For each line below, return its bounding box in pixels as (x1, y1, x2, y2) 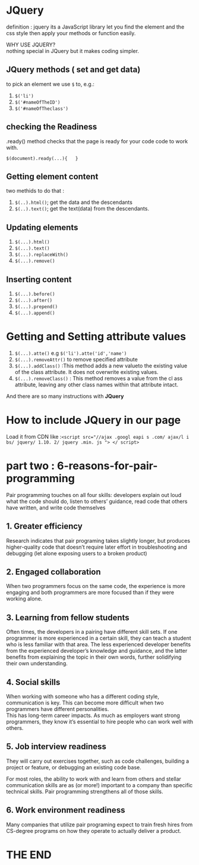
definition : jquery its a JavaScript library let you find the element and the (6, 23, 185, 30)
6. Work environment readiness (6, 805, 125, 815)
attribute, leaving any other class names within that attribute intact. (14, 381, 179, 388)
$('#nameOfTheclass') (14, 105, 68, 112)
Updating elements (6, 222, 78, 232)
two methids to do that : (6, 187, 64, 194)
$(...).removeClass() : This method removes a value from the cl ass (14, 375, 183, 382)
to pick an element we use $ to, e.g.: (6, 80, 95, 87)
